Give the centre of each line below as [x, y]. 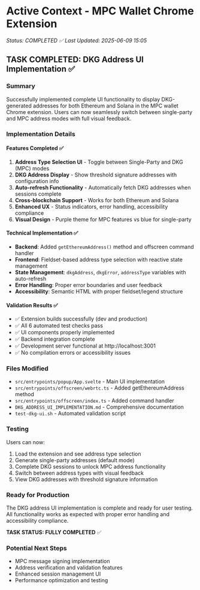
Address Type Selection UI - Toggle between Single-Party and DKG [99, 162]
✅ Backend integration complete [55, 339]
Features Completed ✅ [35, 148]
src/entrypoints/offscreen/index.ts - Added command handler [95, 401]
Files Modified [28, 369]
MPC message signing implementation [62, 561]
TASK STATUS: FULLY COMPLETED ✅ [54, 532]
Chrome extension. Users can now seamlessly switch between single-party [99, 112]
